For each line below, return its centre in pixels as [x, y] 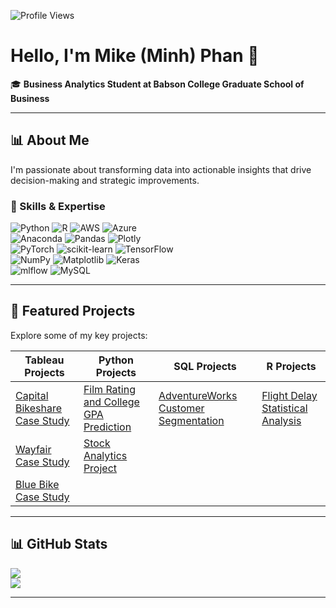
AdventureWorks [198, 395]
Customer [181, 408]
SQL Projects [205, 366]
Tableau [44, 360]
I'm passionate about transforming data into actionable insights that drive [161, 169]
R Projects [291, 366]
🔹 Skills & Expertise [58, 206]
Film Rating [109, 389]
